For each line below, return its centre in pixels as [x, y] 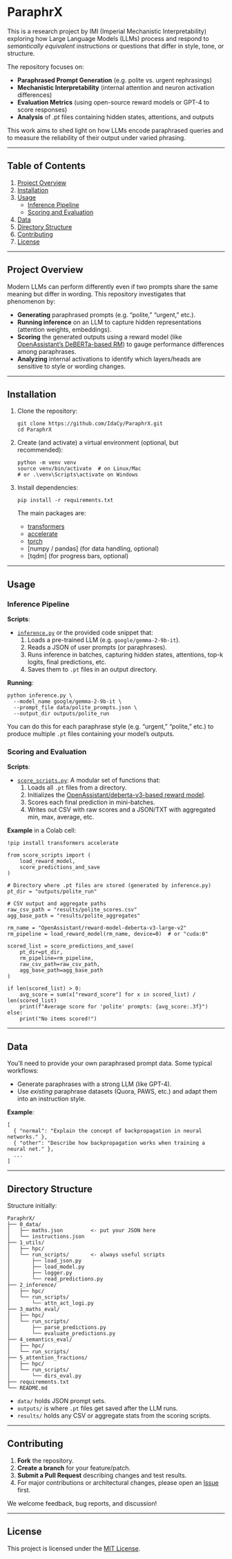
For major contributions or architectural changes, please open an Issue [118, 1482]
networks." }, [28, 1137]
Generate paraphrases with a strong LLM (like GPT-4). [94, 1084]
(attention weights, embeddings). [64, 329]
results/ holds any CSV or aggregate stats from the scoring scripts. [114, 1415]
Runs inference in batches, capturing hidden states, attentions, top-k [125, 654]
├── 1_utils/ [26, 1242]
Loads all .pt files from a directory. [77, 787]
